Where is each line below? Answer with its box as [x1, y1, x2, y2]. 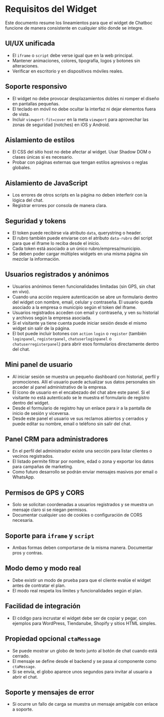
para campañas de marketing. [12, 464, 73, 470]
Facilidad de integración [5, 602, 81, 611]
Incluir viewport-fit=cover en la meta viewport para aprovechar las [12, 116, 149, 122]
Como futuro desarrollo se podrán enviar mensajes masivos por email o [12, 469, 158, 475]
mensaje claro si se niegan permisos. [12, 507, 88, 513]
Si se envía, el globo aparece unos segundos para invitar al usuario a [12, 669, 152, 675]
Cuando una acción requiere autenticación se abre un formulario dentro [12, 294, 158, 300]
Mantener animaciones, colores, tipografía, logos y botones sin [12, 58, 140, 64]
